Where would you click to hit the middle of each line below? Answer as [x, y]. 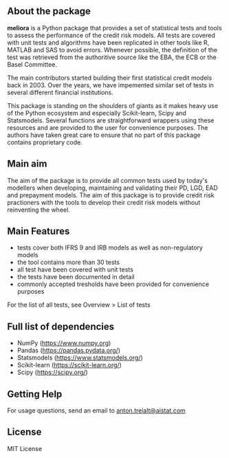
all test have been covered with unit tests [75, 270]
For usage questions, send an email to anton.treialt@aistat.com [96, 411]
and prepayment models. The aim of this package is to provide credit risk [111, 195]
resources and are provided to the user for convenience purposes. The [108, 127]
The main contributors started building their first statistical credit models [110, 78]
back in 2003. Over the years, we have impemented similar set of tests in [111, 85]
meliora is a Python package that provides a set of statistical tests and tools [115, 28]
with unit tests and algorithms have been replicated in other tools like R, [108, 42]
